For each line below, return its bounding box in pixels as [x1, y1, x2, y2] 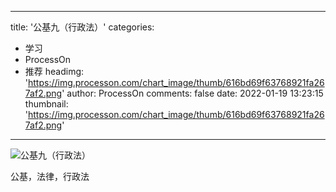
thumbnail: [24, 98, 69, 110]
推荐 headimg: [24, 66, 85, 77]
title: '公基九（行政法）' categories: [10, 21, 155, 33]
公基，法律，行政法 [10, 171, 90, 182]
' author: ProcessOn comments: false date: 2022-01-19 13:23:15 [61, 87, 324, 99]
